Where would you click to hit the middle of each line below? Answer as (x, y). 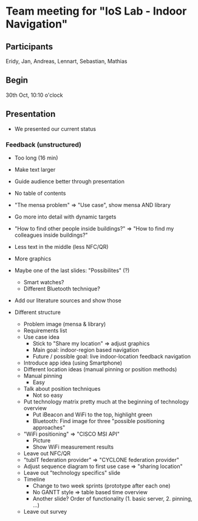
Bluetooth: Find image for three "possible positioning (98, 421)
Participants (29, 47)
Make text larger (35, 169)
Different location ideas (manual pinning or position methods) (100, 369)
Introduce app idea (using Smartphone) (73, 363)
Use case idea (42, 337)
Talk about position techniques (62, 388)
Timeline (34, 479)
